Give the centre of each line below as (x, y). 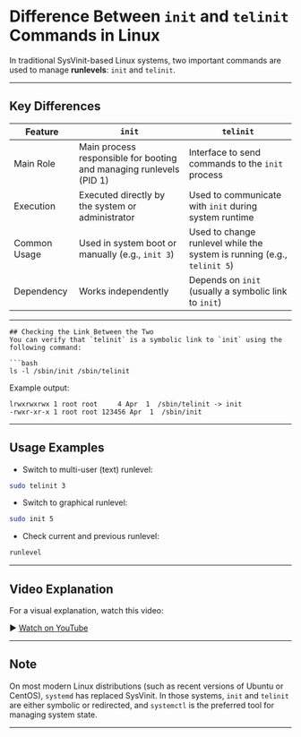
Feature (42, 132)
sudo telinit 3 (38, 485)
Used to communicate (235, 194)
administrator (107, 217)
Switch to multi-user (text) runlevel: (87, 469)
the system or (108, 206)
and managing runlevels (129, 169)
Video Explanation (61, 589)
